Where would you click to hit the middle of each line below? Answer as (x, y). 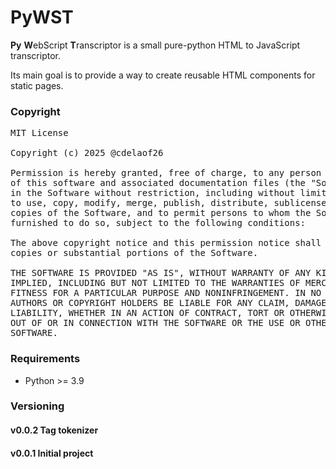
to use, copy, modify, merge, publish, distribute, (140, 203)
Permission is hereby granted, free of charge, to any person (166, 173)
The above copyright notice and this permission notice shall (166, 243)
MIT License (39, 133)
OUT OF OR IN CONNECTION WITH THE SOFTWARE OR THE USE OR (155, 323)
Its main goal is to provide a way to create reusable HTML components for (163, 75)
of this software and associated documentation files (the (158, 183)
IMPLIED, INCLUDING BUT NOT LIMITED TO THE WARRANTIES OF (155, 283)
